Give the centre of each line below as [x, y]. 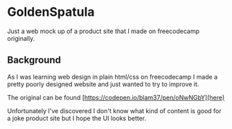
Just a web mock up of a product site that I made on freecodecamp [103, 31]
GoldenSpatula [51, 12]
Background [34, 60]
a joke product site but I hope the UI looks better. [77, 118]
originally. [21, 38]
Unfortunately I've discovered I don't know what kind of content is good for [114, 110]
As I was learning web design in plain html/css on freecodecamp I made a [113, 77]
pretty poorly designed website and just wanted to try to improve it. [103, 84]
